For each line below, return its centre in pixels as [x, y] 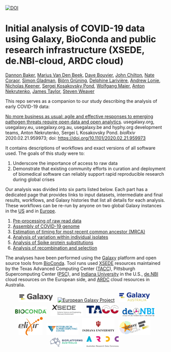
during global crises [34, 179]
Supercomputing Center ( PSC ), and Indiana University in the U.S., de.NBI [82, 274]
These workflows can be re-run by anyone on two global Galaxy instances [83, 205]
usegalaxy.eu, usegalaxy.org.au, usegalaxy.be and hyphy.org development [84, 127]
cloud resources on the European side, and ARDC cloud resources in [78, 279]
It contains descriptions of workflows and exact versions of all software [80, 148]
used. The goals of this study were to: [45, 153]
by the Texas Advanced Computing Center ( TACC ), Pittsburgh [70, 268]
